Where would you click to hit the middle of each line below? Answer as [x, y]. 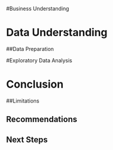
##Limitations [23, 101]
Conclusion [35, 84]
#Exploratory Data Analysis [39, 60]
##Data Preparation [30, 49]
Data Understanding [57, 33]
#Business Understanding [38, 9]
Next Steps [27, 140]
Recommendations [42, 119]
